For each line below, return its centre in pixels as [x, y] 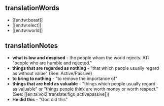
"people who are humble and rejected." [52, 63]
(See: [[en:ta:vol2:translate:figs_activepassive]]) [61, 94]
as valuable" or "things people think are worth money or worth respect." [85, 89]
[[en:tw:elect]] [27, 25]
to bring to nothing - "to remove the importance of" [65, 79]
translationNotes [32, 46]
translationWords [32, 8]
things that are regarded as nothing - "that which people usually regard [85, 68]
